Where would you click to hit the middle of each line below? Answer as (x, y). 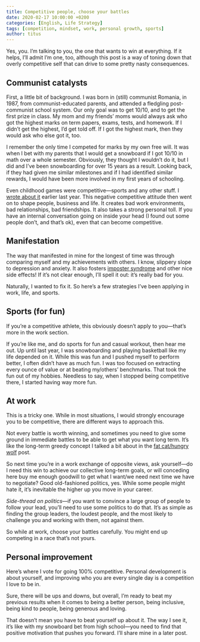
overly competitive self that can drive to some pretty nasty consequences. (98, 64)
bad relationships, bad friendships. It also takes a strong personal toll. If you (99, 209)
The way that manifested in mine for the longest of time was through (90, 255)
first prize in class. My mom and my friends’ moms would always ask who (97, 116)
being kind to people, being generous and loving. (67, 608)
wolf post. (19, 453)
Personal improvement (49, 557)
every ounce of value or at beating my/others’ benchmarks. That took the (96, 369)
